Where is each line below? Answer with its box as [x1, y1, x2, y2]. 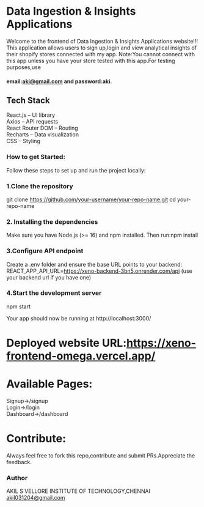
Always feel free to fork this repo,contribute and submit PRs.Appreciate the [6, 451, 195, 459]
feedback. [6, 458, 32, 465]
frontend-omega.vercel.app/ [6, 349, 156, 363]
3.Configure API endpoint [6, 246, 84, 255]
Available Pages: [6, 377, 93, 391]
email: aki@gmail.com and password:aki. [6, 78, 112, 85]
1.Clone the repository [6, 182, 73, 190]
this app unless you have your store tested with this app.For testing [6, 57, 175, 64]
